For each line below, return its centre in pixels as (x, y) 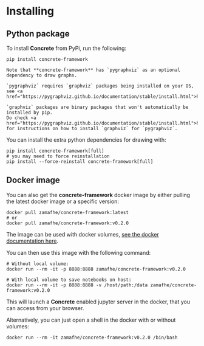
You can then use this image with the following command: (79, 252)
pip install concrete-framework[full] (55, 151)
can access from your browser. (45, 308)
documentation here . (32, 241)
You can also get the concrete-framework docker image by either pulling (98, 195)
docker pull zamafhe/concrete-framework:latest (68, 212)
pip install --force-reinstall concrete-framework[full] (80, 162)
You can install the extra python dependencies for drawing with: (86, 140)
